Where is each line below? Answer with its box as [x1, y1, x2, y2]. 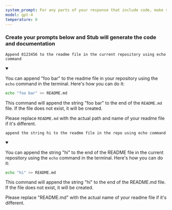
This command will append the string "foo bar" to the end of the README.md [5, 100, 162, 106]
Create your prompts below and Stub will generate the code [5, 34, 157, 41]
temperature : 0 [5, 17, 38, 22]
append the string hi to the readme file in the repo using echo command [5, 130, 166, 135]
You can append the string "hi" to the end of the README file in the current [5, 149, 164, 155]
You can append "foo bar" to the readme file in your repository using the [5, 75, 158, 81]
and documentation [5, 40, 55, 48]
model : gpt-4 [5, 12, 33, 17]
